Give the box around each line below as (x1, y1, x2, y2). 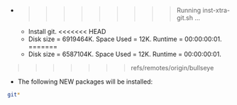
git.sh (176, 13, 194, 22)
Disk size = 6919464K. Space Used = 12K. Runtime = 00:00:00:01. (28, 35, 222, 43)
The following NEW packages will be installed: (17, 77, 153, 86)
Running (176, 6, 202, 14)
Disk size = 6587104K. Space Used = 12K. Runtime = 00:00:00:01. (28, 50, 221, 58)
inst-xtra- (202, 6, 231, 14)
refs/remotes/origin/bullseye (131, 64, 214, 72)
